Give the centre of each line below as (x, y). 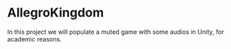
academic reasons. (34, 39)
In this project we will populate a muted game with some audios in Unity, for (116, 32)
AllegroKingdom (56, 13)
